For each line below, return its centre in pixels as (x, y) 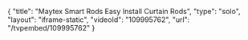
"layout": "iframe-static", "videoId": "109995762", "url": (99, 20)
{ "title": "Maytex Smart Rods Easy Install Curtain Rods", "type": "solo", (124, 11)
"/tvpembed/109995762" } (51, 28)
